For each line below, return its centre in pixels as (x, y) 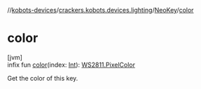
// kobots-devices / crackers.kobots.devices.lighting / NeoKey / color (100, 10)
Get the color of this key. (43, 78)
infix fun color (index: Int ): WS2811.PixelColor (71, 65)
